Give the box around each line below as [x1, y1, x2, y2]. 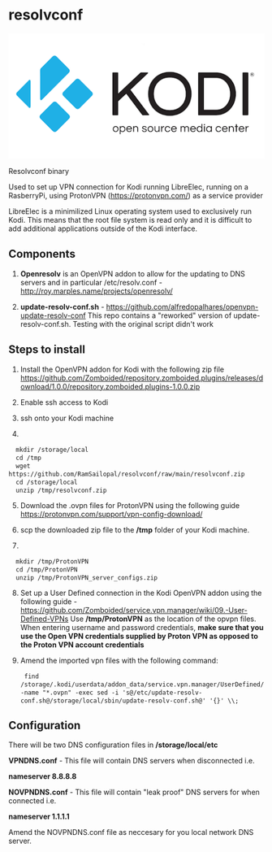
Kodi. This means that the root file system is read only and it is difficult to [8, 215, 253, 225]
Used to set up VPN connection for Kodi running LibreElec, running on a [8, 182, 249, 192]
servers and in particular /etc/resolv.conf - [19, 277, 162, 287]
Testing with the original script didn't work [72, 319, 214, 328]
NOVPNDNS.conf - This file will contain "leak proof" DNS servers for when [8, 787, 260, 798]
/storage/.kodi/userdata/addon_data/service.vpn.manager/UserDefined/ [19, 680, 265, 689]
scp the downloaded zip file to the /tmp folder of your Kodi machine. [19, 524, 250, 534]
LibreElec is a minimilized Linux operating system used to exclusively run [8, 206, 252, 216]
